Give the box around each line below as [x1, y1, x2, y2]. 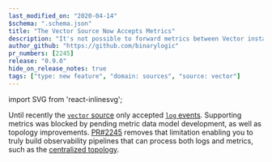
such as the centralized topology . [8, 144, 120, 154]
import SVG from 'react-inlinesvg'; [8, 94, 123, 104]
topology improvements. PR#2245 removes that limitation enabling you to [8, 127, 253, 137]
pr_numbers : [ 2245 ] [8, 49, 74, 58]
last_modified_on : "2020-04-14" [8, 11, 117, 20]
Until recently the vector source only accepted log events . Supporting [8, 110, 242, 120]
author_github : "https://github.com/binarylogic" [8, 42, 180, 50]
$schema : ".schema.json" [8, 19, 92, 28]
